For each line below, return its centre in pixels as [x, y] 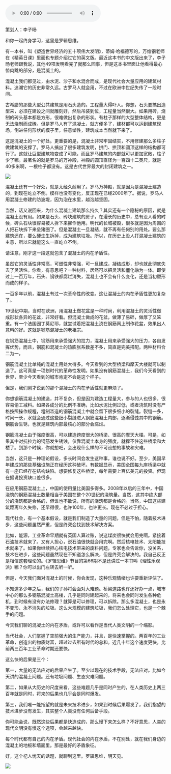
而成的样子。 [19, 283]
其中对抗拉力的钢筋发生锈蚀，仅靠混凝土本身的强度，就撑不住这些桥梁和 [85, 441]
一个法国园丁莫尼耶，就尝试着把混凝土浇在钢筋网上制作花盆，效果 [88, 323]
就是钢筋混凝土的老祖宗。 [59, 330]
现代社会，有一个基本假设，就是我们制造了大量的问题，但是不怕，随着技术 [83, 518]
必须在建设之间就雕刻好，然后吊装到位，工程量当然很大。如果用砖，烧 [92, 111]
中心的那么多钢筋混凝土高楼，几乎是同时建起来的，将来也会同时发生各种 [81, 595]
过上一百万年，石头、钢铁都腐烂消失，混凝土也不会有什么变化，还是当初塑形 [85, 276]
